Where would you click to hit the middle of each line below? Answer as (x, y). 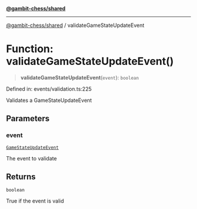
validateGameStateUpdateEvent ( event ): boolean (79, 77)
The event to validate (32, 158)
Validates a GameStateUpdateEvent (49, 100)
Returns (21, 177)
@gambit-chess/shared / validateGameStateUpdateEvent (75, 25)
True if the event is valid (35, 201)
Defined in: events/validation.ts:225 (49, 89)
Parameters (28, 119)
